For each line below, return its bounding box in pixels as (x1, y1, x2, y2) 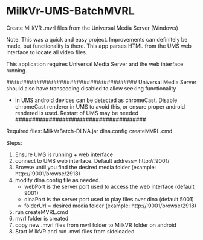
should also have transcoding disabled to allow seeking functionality (6, 84, 176, 92)
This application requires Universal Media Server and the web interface (6, 60, 184, 68)
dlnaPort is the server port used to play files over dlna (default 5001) (24, 195, 195, 203)
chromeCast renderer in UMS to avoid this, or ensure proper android (14, 103, 185, 110)
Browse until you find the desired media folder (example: (14, 163, 156, 171)
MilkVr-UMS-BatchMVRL (6, 4, 135, 18)
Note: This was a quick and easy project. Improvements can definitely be (6, 36, 188, 43)
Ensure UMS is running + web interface (14, 151, 114, 158)
